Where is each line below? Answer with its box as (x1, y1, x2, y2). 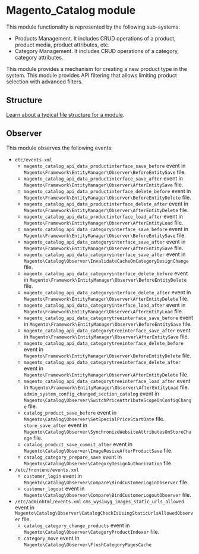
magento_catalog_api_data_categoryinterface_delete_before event (23, 269, 188, 277)
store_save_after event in (23, 421, 88, 429)
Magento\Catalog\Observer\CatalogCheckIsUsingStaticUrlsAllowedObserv (14, 510, 194, 516)
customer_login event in (23, 472, 82, 480)
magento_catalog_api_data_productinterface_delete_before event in (23, 187, 191, 194)
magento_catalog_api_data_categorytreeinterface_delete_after (23, 359, 181, 365)
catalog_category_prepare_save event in (23, 453, 122, 460)
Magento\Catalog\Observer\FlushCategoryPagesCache (23, 541, 152, 548)
